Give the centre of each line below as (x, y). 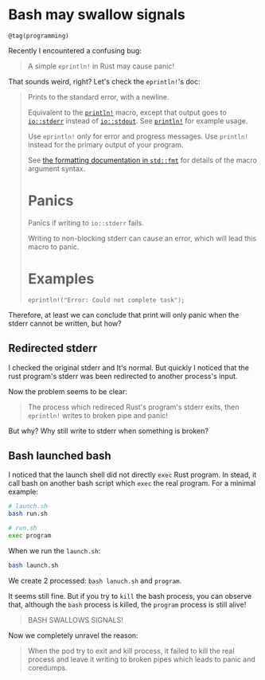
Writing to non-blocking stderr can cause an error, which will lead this (142, 238)
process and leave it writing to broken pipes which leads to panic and (142, 659)
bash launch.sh (33, 565)
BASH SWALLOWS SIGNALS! (75, 619)
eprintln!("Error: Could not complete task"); (106, 300)
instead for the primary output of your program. (105, 144)
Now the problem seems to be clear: (68, 391)
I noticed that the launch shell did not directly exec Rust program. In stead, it (132, 475)
